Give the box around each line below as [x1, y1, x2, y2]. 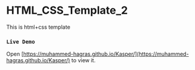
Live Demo [6, 38, 35, 45]
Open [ [6, 50, 24, 57]
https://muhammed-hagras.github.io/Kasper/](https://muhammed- [23, 50, 189, 57]
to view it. [71, 57, 96, 64]
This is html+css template [6, 23, 71, 31]
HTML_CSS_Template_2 [6, 4, 128, 17]
